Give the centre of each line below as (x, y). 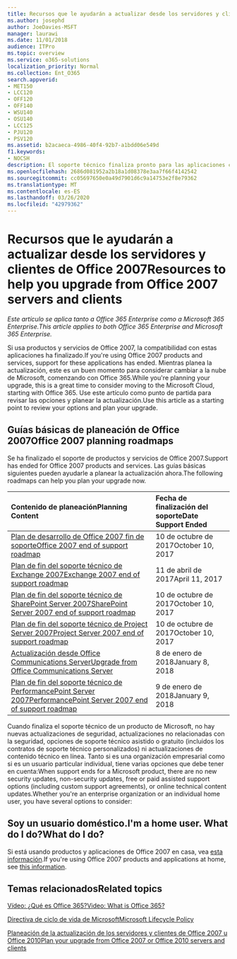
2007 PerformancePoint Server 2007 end (79, 700)
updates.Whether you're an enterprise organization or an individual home (114, 794)
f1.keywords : (26, 152)
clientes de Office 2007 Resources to (117, 270)
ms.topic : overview (36, 54)
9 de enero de (179, 686)
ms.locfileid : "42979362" (45, 205)
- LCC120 (20, 93)
